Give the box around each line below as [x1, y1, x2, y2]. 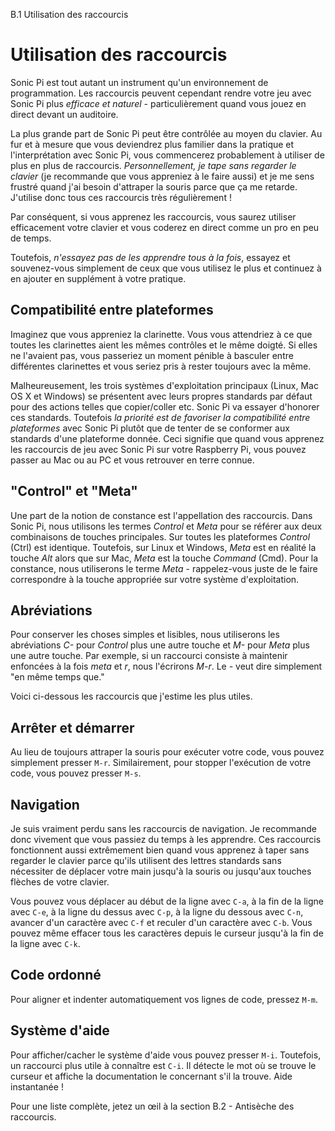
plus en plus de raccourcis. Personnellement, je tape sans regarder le [10, 159, 297, 171]
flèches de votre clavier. [10, 876, 110, 888]
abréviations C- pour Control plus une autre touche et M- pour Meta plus [10, 639, 310, 651]
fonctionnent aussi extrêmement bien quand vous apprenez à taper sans [10, 844, 310, 856]
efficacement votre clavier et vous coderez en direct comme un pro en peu [10, 221, 320, 233]
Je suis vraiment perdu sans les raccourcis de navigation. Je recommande [10, 823, 317, 834]
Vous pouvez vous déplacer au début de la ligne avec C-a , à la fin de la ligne [10, 895, 324, 907]
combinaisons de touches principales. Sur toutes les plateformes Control [10, 530, 311, 543]
